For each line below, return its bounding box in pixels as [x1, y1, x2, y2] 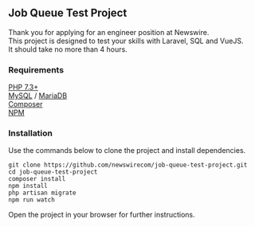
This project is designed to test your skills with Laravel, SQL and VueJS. [8, 36, 244, 45]
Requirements [8, 64, 65, 75]
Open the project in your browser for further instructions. [8, 210, 195, 220]
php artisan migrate [8, 189, 77, 198]
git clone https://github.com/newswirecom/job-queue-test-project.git [8, 161, 248, 170]
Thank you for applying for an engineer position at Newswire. [8, 27, 210, 37]
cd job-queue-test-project [8, 168, 98, 176]
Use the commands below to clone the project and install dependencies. [8, 146, 246, 155]
